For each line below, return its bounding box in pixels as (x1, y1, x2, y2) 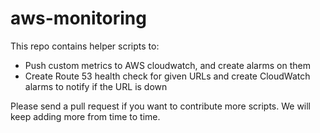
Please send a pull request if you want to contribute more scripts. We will (10, 100, 312, 112)
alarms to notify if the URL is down (24, 80, 168, 92)
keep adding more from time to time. (10, 110, 161, 122)
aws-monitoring (10, 7, 147, 30)
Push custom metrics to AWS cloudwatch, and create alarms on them (24, 59, 311, 71)
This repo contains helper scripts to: (10, 40, 160, 52)
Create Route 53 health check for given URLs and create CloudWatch (24, 70, 311, 82)
